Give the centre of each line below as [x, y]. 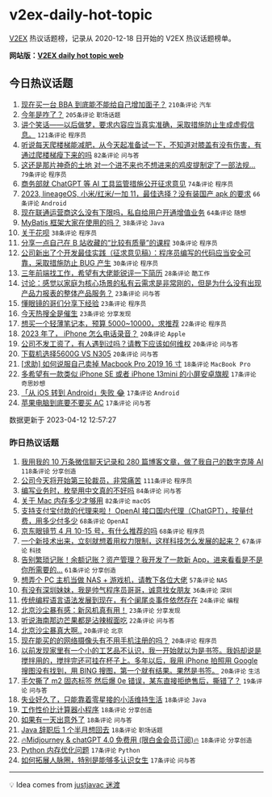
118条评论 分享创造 [48, 472]
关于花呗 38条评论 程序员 [59, 233]
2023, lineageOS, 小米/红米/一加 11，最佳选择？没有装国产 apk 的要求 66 [140, 193]
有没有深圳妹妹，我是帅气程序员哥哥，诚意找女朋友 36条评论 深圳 [126, 590]
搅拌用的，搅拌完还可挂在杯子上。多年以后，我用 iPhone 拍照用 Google [139, 661]
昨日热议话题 [34, 443]
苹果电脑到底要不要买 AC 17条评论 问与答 [86, 402]
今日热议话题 [41, 84]
